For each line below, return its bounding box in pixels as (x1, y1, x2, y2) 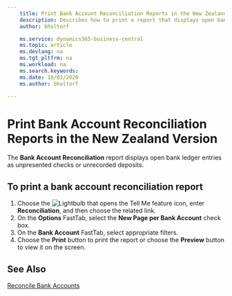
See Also (7, 263, 46, 275)
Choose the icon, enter (17, 199, 205, 208)
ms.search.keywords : (19, 67, 79, 75)
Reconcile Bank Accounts (7, 281, 80, 290)
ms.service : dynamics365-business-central (19, 35, 144, 42)
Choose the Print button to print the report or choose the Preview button (17, 236, 224, 244)
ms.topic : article (19, 42, 72, 49)
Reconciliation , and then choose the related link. (17, 206, 157, 215)
